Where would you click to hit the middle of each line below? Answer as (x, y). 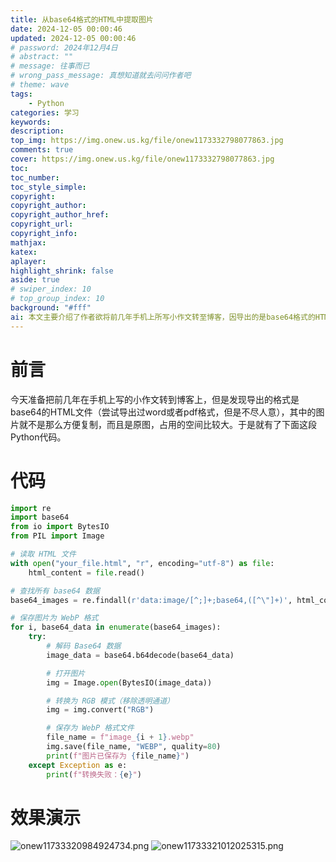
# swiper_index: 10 (51, 289)
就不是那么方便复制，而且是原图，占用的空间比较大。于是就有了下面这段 (167, 424)
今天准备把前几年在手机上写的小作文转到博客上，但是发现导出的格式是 (155, 399)
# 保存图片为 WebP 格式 (54, 618)
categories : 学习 (45, 112)
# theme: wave (40, 85)
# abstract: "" (42, 57)
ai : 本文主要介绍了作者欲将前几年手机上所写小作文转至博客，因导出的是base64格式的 (163, 317)
